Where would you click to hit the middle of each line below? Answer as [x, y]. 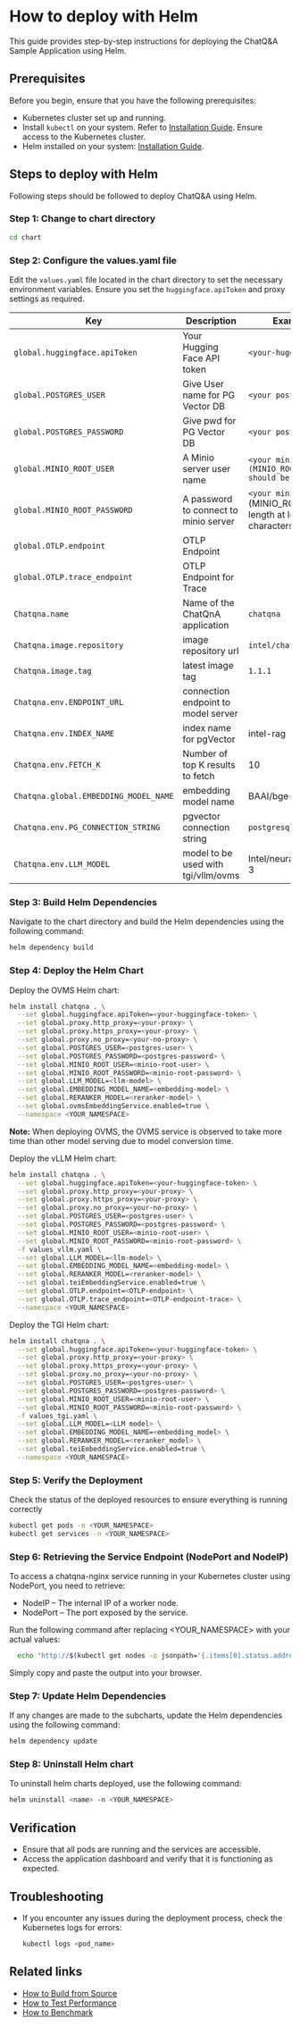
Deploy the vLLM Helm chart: [63, 1158]
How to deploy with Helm [104, 17]
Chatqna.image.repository [69, 646]
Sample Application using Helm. [68, 50]
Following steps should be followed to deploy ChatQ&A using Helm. [133, 196]
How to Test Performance [70, 2003]
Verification [43, 1828]
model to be [208, 853]
